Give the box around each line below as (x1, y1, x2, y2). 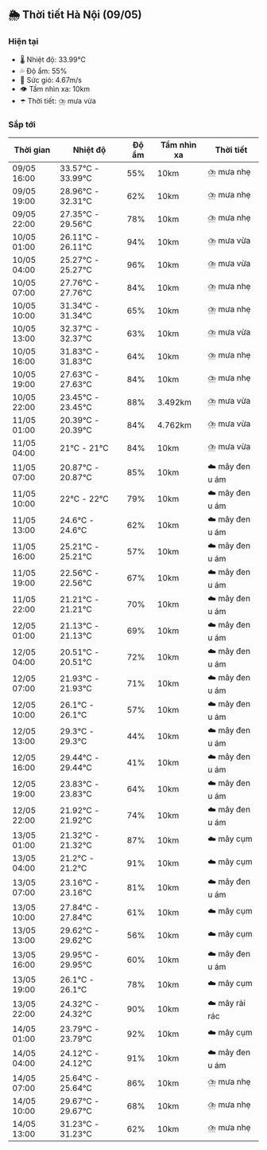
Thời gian (14, 144, 51, 155)
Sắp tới (8, 119, 36, 130)
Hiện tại (8, 36, 39, 47)
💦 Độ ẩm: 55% (19, 66, 68, 76)
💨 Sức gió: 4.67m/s (19, 75, 82, 84)
